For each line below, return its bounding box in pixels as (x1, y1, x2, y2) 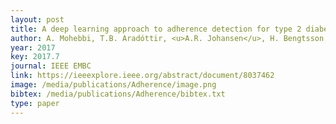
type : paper (10, 98, 60, 108)
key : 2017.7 (10, 52, 60, 62)
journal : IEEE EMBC (10, 61, 92, 71)
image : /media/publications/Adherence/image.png (10, 80, 217, 90)
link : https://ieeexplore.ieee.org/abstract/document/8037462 (10, 71, 275, 81)
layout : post (10, 14, 65, 25)
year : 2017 (10, 42, 56, 53)
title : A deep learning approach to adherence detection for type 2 (10, 24, 302, 34)
